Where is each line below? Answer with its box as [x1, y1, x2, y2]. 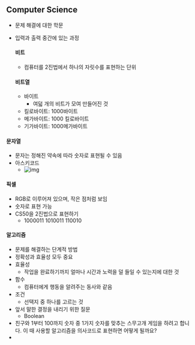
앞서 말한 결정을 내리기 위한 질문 [14, 305, 91, 313]
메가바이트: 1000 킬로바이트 [23, 115, 89, 122]
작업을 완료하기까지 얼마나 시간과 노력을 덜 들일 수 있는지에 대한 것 [23, 268, 179, 275]
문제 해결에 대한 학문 [14, 21, 64, 29]
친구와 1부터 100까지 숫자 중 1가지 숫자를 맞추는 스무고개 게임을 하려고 [14, 319, 179, 326]
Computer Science [6, 5, 78, 15]
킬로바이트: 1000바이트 [23, 108, 78, 115]
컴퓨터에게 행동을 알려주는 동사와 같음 [23, 283, 113, 290]
